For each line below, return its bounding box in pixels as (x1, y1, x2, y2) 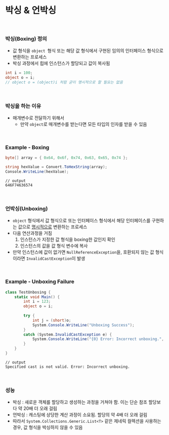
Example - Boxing (5, 144, 50, 151)
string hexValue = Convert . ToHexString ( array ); (5, 165, 108, 170)
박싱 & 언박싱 (5, 5, 57, 16)
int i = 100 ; (5, 70, 33, 76)
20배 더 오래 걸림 (23, 405, 57, 412)
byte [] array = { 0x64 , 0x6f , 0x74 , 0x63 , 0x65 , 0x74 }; (5, 155, 128, 161)
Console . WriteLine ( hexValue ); (5, 169, 69, 174)
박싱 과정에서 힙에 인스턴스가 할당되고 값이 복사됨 (12, 60, 110, 66)
